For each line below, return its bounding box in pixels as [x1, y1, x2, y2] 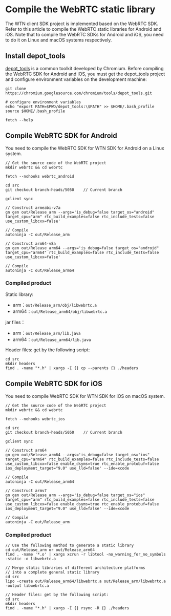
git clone [5, 86, 27, 91]
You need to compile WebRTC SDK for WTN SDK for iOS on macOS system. [5, 393, 165, 399]
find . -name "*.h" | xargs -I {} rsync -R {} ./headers [5, 605, 130, 610]
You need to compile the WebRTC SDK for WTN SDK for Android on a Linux [5, 145, 165, 151]
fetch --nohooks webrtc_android [5, 174, 74, 179]
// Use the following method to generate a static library [5, 543, 134, 548]
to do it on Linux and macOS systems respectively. [5, 37, 112, 43]
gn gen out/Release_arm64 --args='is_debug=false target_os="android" [5, 245, 159, 250]
